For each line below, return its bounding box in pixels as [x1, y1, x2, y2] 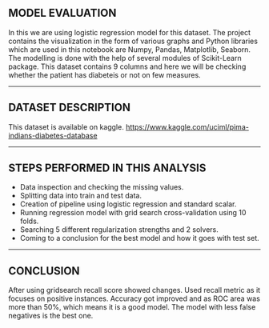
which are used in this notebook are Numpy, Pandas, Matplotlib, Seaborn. [8, 44, 251, 54]
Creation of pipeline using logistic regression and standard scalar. [19, 199, 237, 209]
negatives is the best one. [8, 311, 94, 321]
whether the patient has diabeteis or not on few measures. [8, 70, 202, 79]
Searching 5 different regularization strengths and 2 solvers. [19, 225, 219, 234]
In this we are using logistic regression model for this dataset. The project [8, 27, 251, 37]
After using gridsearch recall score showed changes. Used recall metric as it [8, 286, 261, 295]
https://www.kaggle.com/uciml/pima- [125, 122, 250, 131]
